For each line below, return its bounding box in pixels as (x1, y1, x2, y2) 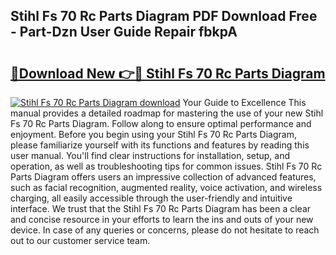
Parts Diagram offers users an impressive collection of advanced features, (10, 171, 317, 183)
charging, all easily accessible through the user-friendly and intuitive (10, 192, 293, 204)
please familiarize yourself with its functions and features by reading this (10, 139, 310, 151)
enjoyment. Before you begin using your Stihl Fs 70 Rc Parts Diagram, (10, 129, 297, 140)
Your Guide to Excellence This (182, 97, 307, 108)
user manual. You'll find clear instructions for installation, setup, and (10, 150, 291, 161)
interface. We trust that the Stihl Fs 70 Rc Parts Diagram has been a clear (10, 203, 312, 214)
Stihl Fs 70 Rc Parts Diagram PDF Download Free (10, 8, 318, 25)
